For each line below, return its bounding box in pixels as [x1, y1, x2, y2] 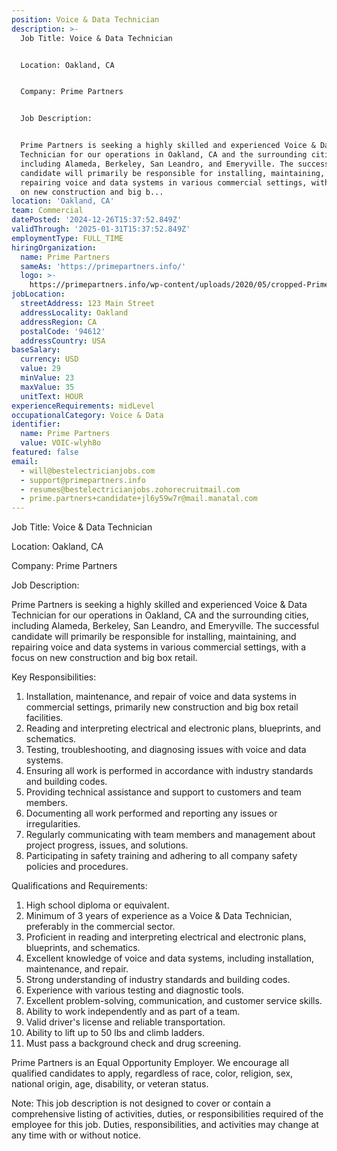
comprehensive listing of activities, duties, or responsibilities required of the [11, 1108, 324, 1120]
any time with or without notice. [11, 1129, 142, 1141]
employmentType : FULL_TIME [11, 233, 124, 243]
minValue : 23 [20, 373, 75, 383]
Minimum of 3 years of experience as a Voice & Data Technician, [25, 910, 293, 922]
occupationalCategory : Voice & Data [11, 410, 164, 420]
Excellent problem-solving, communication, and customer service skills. [25, 995, 323, 1007]
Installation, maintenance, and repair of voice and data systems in [25, 691, 297, 703]
